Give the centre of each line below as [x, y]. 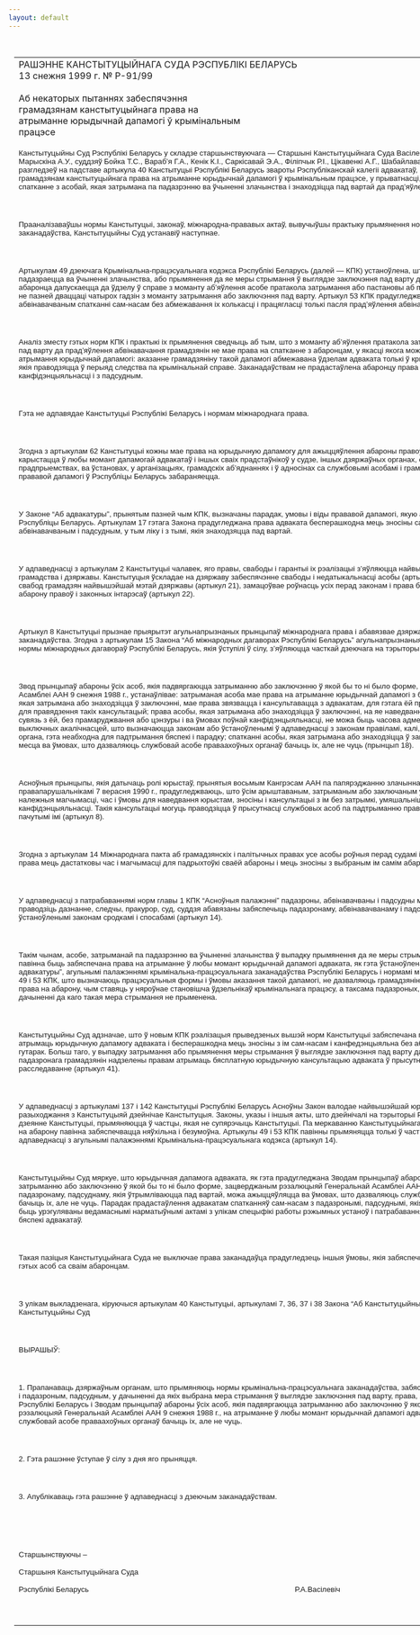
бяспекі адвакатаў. [50, 1220]
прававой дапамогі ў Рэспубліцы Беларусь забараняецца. [120, 476]
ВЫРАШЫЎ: [39, 1349]
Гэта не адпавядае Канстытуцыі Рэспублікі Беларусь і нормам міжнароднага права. [164, 413]
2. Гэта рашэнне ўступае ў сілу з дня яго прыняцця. [108, 1459]
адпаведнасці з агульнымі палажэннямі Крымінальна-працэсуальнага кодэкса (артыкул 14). [178, 1140]
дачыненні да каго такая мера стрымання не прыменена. [118, 997]
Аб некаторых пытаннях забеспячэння [103, 98]
